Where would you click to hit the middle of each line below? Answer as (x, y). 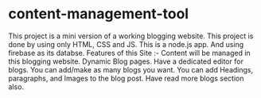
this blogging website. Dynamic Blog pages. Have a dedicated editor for (126, 61)
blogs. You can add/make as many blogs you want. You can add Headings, (130, 69)
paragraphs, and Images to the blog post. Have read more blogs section (126, 78)
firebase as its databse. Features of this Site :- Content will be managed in (129, 53)
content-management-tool (99, 14)
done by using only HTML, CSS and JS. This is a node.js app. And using (126, 44)
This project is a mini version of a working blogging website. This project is (131, 36)
